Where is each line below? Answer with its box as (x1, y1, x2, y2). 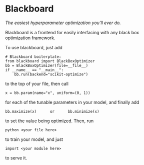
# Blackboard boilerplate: (5, 54, 61, 59)
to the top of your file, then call (5, 80, 69, 87)
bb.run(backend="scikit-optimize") (14, 71, 88, 77)
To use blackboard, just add (5, 44, 62, 50)
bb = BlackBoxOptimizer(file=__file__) (5, 63, 88, 68)
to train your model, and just (5, 136, 63, 142)
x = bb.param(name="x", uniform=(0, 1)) (5, 90, 91, 96)
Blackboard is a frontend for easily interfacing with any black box (5, 29, 139, 35)
